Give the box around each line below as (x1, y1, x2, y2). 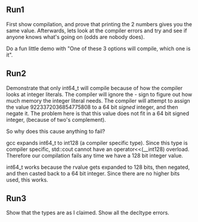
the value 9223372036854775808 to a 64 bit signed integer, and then (6, 103, 178, 110)
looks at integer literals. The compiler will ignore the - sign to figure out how (6, 91, 193, 98)
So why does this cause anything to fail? (6, 128, 106, 135)
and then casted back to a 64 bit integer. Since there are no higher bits (6, 169, 180, 177)
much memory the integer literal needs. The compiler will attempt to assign (6, 97, 191, 104)
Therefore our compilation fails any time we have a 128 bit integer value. (6, 152, 184, 159)
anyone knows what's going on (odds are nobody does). (6, 33, 145, 41)
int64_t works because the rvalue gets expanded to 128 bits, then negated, (6, 164, 190, 171)
